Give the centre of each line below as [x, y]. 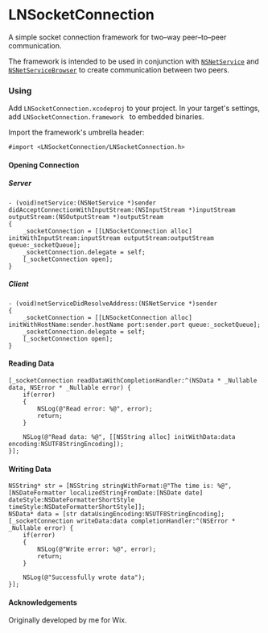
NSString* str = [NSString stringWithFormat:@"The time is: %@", [120, 486]
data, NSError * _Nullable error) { [70, 387]
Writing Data [30, 469]
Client [19, 284]
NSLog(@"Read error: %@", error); [95, 408]
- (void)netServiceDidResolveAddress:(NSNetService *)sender [113, 304]
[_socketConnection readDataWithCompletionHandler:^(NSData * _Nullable [133, 380]
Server [20, 184]
